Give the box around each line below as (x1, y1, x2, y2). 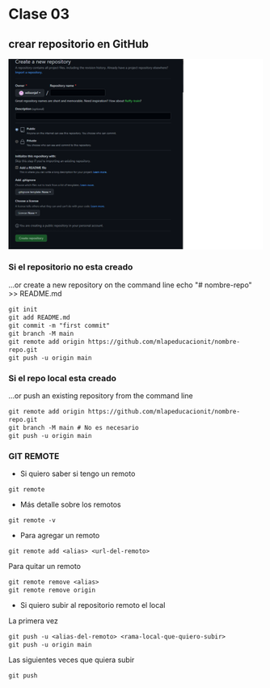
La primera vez (8, 616, 58, 626)
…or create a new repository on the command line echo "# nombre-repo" (8, 280, 252, 290)
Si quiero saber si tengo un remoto (19, 469, 136, 478)
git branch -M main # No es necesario (8, 424, 139, 432)
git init (8, 305, 38, 313)
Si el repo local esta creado (8, 372, 117, 384)
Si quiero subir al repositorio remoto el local (19, 601, 166, 610)
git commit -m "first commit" (8, 321, 111, 329)
